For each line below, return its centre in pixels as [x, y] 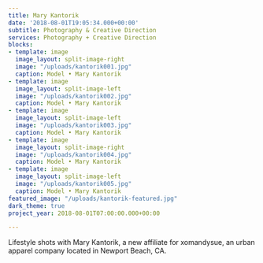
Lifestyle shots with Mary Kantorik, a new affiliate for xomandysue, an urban [132, 243]
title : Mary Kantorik [44, 15]
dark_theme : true [37, 206]
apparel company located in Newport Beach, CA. [87, 251]
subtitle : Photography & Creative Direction [82, 30]
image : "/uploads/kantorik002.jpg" [74, 96]
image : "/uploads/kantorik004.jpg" [74, 154]
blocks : [21, 45]
